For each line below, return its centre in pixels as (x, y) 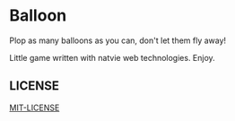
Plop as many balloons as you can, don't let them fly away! (118, 40)
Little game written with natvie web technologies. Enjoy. (112, 57)
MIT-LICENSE (35, 108)
